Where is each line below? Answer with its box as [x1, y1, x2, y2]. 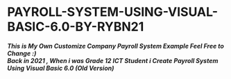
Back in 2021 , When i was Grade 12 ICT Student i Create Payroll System [7, 56, 219, 64]
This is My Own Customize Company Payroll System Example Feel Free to [7, 42, 224, 50]
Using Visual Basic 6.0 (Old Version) [7, 64, 114, 72]
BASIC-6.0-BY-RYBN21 [7, 19, 144, 35]
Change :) [7, 49, 37, 58]
